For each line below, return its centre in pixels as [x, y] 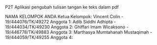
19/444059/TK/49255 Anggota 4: [39, 37]
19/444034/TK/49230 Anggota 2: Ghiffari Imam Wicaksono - [67, 27]
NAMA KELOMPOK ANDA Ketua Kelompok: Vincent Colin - [64, 16]
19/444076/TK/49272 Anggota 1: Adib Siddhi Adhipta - [61, 22]
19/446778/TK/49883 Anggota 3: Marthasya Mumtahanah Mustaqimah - [78, 32]
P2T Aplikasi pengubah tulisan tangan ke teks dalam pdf [62, 7]
